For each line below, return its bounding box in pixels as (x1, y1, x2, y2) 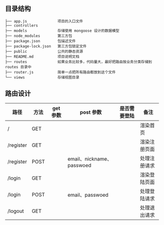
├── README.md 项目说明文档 (5, 54, 80, 59)
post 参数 (80, 109, 102, 116)
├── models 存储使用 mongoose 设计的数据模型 (5, 28, 120, 33)
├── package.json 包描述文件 (5, 39, 76, 43)
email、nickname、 (67, 155, 112, 162)
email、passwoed (67, 191, 109, 198)
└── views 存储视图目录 (5, 75, 80, 80)
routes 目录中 (5, 64, 32, 69)
